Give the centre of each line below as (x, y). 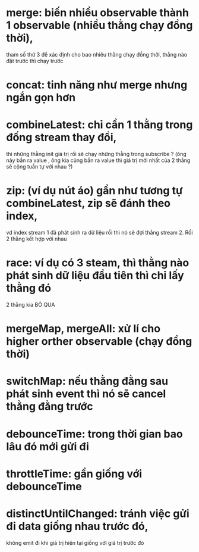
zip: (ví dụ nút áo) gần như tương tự (94, 191)
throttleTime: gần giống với (74, 474)
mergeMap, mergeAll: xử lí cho (83, 329)
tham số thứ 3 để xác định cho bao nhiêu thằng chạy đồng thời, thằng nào (97, 54)
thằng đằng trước (50, 406)
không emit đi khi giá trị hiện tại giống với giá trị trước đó (75, 542)
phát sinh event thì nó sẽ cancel (86, 394)
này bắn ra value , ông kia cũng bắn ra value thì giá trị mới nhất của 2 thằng (98, 160)
